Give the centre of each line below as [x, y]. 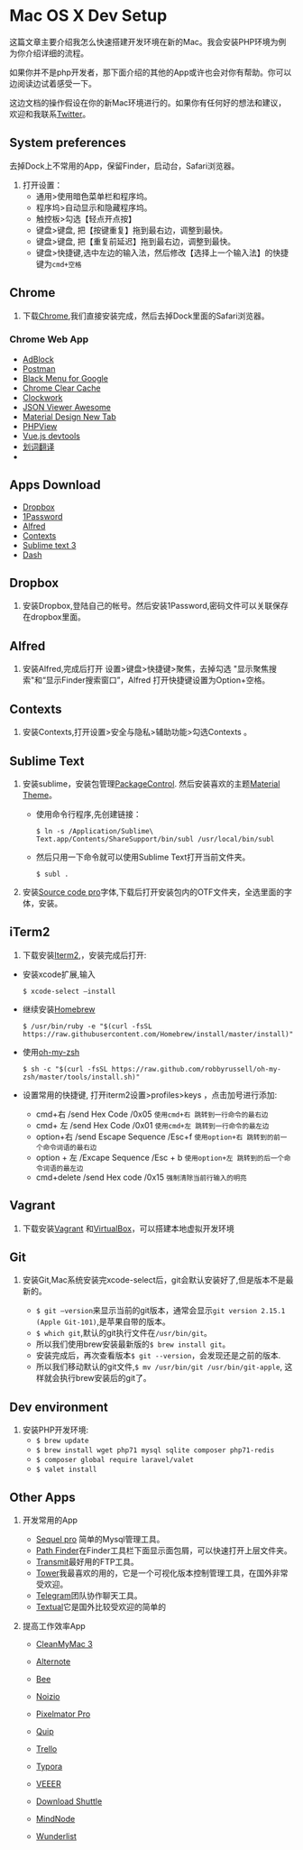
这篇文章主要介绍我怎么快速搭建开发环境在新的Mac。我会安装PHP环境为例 [148, 41]
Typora [49, 1766]
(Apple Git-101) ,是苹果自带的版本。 [103, 1321]
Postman [39, 368]
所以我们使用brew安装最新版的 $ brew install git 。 [133, 1344]
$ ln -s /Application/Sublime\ [95, 831]
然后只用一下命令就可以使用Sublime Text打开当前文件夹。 [143, 857]
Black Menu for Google [65, 378]
